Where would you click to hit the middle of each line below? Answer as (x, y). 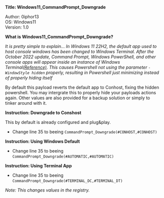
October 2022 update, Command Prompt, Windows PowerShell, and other (81, 57)
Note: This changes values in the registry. (48, 190)
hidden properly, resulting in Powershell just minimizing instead (95, 73)
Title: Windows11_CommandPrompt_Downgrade (55, 7)
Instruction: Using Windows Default (43, 141)
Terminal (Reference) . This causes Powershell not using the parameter (76, 67)
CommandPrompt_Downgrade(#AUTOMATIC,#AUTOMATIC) (63, 157)
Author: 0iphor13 (22, 17)
